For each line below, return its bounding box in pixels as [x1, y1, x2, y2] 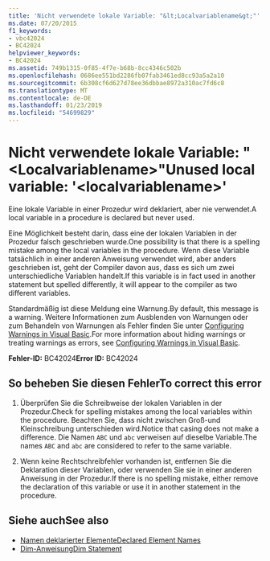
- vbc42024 [8, 34, 45, 43]
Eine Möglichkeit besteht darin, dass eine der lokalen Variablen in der [8, 228, 237, 238]
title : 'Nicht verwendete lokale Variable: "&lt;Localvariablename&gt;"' [8, 11, 261, 20]
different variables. [8, 288, 71, 297]
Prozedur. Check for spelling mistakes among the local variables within [19, 407, 253, 416]
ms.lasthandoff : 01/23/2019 [8, 101, 103, 109]
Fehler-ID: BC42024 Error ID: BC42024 [8, 353, 138, 362]
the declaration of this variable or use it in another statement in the [19, 481, 241, 491]
